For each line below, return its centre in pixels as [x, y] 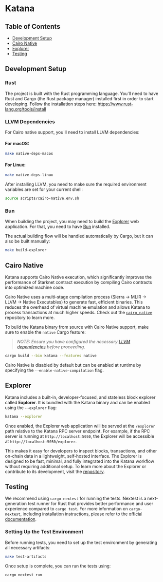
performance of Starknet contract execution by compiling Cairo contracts [79, 282]
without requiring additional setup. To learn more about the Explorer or [76, 466]
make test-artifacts [26, 556]
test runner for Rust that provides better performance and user [90, 504]
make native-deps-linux [29, 175]
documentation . [21, 519]
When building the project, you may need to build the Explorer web [72, 222]
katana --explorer [24, 416]
